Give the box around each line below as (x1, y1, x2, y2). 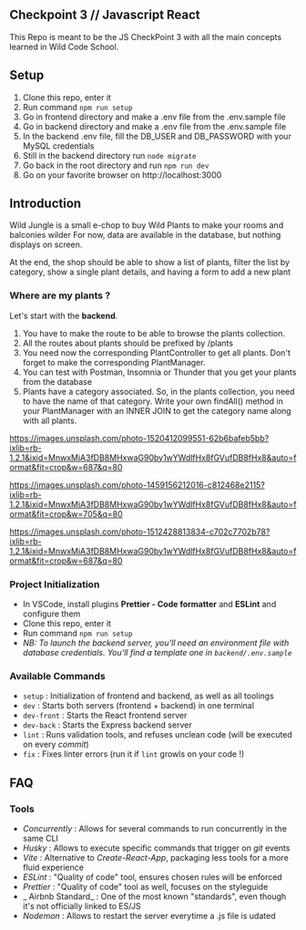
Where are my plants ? (9, 289, 111, 302)
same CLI (22, 833, 59, 844)
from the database (22, 376, 93, 387)
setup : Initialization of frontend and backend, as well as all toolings (22, 690, 275, 701)
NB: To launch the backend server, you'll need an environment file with (22, 637, 290, 648)
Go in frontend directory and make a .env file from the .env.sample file (22, 111, 286, 122)
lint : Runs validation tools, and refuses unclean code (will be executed (22, 729, 293, 740)
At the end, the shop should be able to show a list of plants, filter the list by (9, 257, 290, 268)
